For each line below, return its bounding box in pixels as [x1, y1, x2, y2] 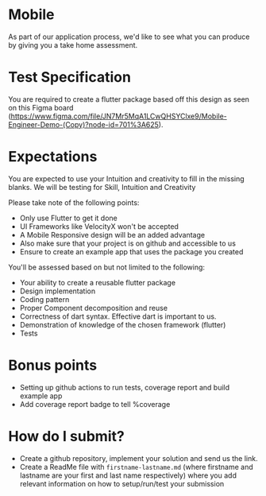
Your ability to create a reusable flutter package [19, 277, 176, 287]
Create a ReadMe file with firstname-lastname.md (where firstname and [19, 462, 253, 471]
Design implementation [19, 286, 96, 296]
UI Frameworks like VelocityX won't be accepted [19, 221, 179, 231]
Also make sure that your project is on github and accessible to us [19, 238, 237, 248]
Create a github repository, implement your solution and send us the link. [19, 453, 258, 463]
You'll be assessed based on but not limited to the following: [8, 262, 205, 272]
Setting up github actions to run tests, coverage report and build [19, 382, 230, 392]
